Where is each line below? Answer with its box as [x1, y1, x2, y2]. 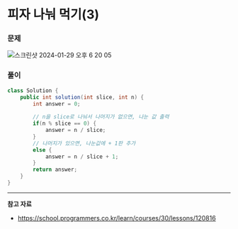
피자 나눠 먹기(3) [7, 6, 100, 23]
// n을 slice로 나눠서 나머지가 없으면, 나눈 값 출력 [33, 113, 169, 121]
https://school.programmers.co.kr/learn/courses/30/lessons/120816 [17, 213, 216, 222]
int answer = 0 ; [33, 100, 81, 107]
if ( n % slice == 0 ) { [33, 120, 97, 128]
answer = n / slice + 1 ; [45, 153, 119, 160]
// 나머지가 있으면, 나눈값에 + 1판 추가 [33, 140, 136, 147]
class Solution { [7, 86, 59, 94]
